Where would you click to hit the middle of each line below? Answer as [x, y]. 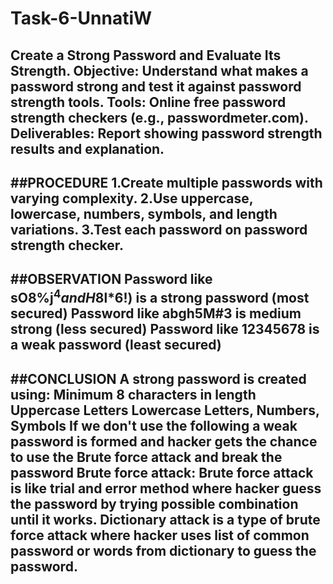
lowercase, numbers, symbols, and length [144, 213]
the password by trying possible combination [154, 503]
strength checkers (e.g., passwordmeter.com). [159, 117]
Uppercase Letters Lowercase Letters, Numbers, [165, 410]
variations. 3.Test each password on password [159, 229]
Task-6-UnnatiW [81, 18]
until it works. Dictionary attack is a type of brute [165, 519]
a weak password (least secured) [116, 345]
